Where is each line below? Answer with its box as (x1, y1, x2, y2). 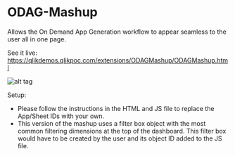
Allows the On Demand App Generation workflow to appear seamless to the (7, 27, 227, 36)
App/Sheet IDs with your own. (17, 112, 104, 120)
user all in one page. (7, 34, 67, 43)
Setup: (7, 91, 27, 99)
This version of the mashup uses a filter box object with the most (17, 119, 206, 127)
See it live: (7, 48, 37, 57)
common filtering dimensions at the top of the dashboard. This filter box (17, 126, 227, 135)
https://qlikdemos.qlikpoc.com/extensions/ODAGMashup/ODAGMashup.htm (7, 56, 229, 64)
